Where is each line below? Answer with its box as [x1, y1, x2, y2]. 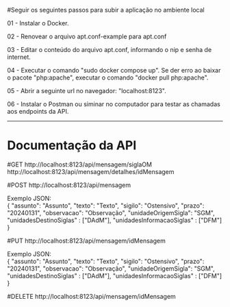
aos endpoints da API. [7, 108, 69, 115]
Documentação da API [7, 138, 137, 153]
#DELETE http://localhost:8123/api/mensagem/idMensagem [7, 292, 176, 300]
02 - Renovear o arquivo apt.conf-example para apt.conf [7, 32, 167, 40]
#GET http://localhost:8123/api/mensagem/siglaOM [7, 160, 153, 169]
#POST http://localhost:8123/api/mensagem [7, 181, 131, 189]
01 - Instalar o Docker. [7, 19, 70, 27]
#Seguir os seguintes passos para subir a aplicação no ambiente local [7, 6, 205, 14]
